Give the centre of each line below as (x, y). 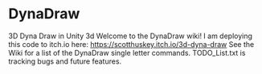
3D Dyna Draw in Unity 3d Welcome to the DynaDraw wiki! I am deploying (131, 36)
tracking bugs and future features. (65, 61)
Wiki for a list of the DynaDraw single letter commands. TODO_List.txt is (127, 53)
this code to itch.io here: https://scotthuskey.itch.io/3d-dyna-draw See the (131, 44)
